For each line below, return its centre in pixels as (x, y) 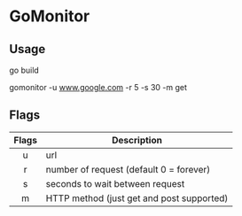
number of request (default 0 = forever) (128, 169)
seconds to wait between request (115, 183)
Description (137, 140)
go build (24, 70)
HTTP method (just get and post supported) (137, 198)
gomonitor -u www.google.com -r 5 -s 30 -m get (98, 87)
